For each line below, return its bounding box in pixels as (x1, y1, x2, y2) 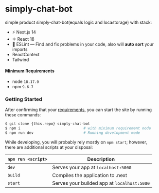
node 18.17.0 (12, 79, 39, 84)
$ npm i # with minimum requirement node (5, 126, 151, 131)
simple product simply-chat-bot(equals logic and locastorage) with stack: (5, 19, 152, 25)
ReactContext (12, 51, 40, 57)
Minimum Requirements (5, 68, 55, 74)
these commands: (5, 112, 41, 118)
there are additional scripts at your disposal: (5, 145, 93, 150)
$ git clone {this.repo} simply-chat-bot (5, 121, 90, 127)
